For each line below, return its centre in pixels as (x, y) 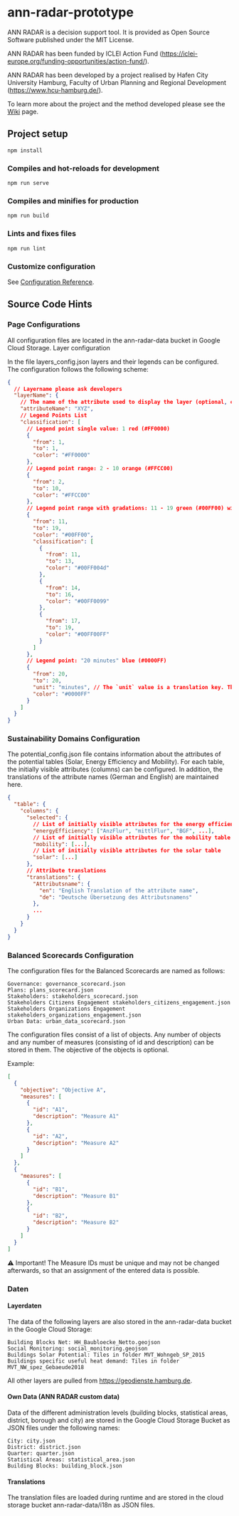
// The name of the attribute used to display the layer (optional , (124, 402)
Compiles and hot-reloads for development (84, 168)
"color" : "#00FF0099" (78, 601)
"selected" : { (47, 818)
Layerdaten (25, 1306)
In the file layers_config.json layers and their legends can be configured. (113, 362)
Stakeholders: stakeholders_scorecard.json (73, 996)
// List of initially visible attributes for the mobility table (132, 838)
